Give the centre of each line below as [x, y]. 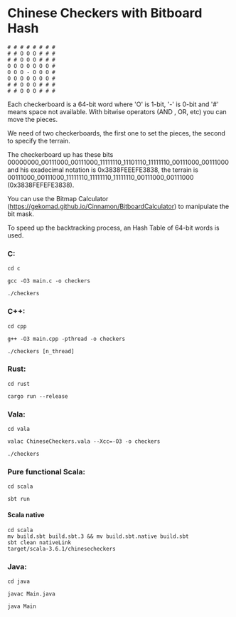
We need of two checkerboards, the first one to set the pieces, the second [117, 133]
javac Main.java [31, 593]
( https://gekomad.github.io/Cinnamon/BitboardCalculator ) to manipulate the [118, 206]
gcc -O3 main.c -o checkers [49, 281]
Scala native [26, 515]
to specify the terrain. [39, 141]
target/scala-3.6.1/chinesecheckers [61, 549]
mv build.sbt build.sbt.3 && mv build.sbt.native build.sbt [98, 536]
